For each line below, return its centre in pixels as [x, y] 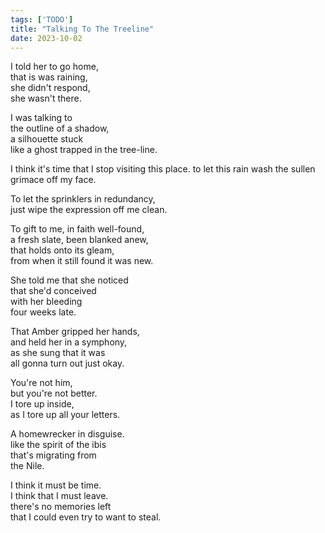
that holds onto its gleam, [62, 250]
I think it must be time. [56, 485]
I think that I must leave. [59, 496]
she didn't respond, [50, 88]
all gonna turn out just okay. [67, 363]
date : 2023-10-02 [46, 38]
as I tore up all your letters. [65, 415]
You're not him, [41, 383]
